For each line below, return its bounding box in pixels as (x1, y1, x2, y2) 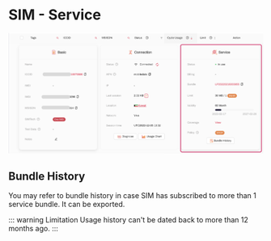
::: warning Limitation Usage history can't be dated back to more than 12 (8, 215, 249, 225)
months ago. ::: (8, 224, 59, 234)
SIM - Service (8, 6, 102, 24)
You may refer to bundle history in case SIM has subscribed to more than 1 (8, 191, 256, 201)
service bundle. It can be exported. (8, 200, 125, 209)
